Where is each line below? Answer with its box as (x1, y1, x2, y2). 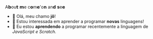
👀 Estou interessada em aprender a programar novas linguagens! (12, 19, 144, 24)
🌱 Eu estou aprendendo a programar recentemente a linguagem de (12, 24, 149, 29)
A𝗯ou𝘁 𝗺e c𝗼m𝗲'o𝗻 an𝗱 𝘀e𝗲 (5, 4, 65, 10)
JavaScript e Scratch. (12, 29, 56, 34)
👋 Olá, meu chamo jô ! (12, 13, 56, 19)
